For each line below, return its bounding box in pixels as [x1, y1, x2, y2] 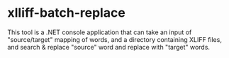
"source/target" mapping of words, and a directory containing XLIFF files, [7, 35, 222, 43]
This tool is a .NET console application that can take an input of [7, 28, 192, 36]
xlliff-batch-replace [7, 5, 125, 21]
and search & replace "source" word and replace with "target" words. [7, 43, 211, 51]
